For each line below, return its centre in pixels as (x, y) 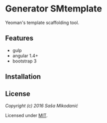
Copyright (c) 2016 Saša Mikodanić (42, 105)
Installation (23, 77)
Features (19, 38)
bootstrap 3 (24, 61)
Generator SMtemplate (54, 9)
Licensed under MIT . (26, 115)
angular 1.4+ (25, 55)
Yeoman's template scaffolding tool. (42, 22)
